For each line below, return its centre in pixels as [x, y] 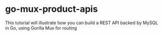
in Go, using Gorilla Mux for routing [41, 28]
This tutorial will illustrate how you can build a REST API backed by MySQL [82, 23]
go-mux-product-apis [52, 9]
